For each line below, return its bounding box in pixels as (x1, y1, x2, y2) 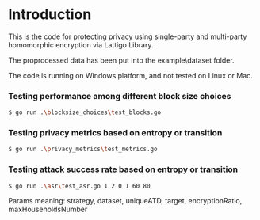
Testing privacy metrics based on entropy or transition (8, 127, 223, 138)
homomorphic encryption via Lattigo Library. (8, 40, 154, 49)
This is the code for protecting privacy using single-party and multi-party (8, 32, 247, 41)
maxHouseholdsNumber (8, 204, 88, 214)
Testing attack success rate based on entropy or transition (8, 164, 239, 175)
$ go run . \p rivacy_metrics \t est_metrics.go (8, 145, 158, 154)
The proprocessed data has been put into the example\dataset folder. (8, 55, 235, 65)
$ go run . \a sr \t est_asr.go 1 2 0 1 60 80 (8, 182, 151, 190)
